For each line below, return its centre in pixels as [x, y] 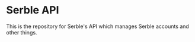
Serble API [33, 10]
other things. [22, 32]
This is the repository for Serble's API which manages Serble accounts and [98, 26]
